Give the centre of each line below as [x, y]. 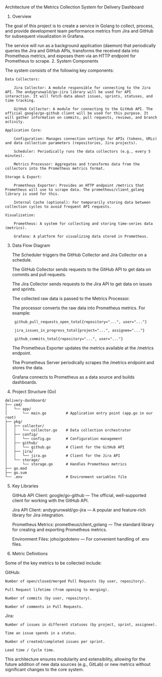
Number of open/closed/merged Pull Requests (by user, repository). [76, 581]
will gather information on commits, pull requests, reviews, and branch [81, 117]
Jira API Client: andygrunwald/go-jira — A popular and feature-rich [79, 510]
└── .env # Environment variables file [66, 477]
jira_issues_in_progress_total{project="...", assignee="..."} [80, 330]
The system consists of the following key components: [59, 70]
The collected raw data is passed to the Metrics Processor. [71, 298]
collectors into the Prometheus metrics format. [55, 168]
